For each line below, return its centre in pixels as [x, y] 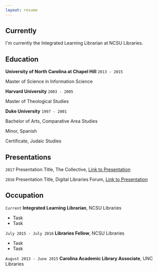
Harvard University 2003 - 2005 [39, 91]
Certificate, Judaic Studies [33, 141]
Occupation [24, 195]
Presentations [28, 157]
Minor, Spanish [21, 131]
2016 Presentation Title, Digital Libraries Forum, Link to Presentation [76, 179]
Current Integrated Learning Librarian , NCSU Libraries [63, 207]
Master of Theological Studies [37, 101]
